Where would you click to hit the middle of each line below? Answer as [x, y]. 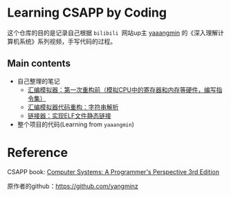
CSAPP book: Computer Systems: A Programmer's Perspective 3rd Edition [113, 171]
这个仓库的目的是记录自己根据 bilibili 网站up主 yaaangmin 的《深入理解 [113, 32]
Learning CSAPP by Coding [87, 13]
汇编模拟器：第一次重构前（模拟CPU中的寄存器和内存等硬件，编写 [122, 90]
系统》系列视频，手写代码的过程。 [67, 41]
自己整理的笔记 [38, 81]
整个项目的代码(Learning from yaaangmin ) [76, 124]
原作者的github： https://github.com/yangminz [73, 186]
